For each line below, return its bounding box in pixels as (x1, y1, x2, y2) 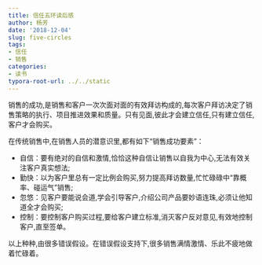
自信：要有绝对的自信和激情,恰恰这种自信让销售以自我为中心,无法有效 (19, 153, 244, 162)
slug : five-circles (8, 33, 72, 42)
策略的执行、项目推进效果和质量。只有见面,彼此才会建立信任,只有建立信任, (14, 109, 255, 119)
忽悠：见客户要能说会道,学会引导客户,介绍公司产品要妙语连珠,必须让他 (19, 192, 246, 201)
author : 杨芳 (8, 19, 49, 27)
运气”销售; (40, 182, 74, 192)
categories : (8, 63, 47, 71)
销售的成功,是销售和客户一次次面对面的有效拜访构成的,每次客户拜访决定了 (8, 100, 246, 109)
